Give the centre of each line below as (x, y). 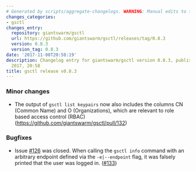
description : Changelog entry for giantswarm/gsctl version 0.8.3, (90, 60)
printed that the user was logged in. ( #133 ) (66, 163)
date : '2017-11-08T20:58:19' (41, 55)
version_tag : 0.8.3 (35, 50)
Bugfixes (19, 138)
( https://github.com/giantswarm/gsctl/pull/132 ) (71, 122)
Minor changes (28, 92)
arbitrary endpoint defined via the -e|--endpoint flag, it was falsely (95, 157)
